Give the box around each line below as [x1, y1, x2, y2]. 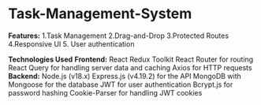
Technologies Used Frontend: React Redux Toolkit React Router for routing [8, 54, 254, 64]
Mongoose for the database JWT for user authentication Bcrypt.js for [8, 80, 233, 89]
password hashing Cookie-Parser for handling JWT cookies [8, 88, 203, 97]
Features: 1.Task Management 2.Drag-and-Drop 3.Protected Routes [8, 31, 229, 40]
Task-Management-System [8, 5, 192, 23]
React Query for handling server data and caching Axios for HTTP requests [8, 62, 252, 72]
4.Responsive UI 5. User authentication [8, 39, 135, 48]
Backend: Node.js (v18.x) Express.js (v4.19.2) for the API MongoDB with [8, 71, 242, 81]
